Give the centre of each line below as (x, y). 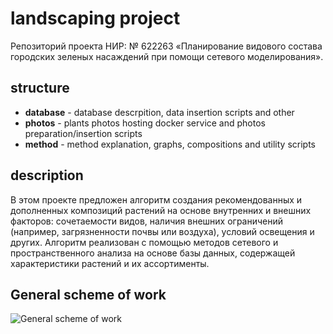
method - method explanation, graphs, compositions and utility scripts (170, 144)
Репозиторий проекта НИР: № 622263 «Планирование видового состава (166, 46)
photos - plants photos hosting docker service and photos (145, 123)
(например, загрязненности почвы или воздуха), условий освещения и (162, 231)
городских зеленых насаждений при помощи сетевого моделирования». (167, 56)
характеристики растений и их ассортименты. (110, 263)
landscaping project (95, 18)
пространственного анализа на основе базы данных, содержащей (153, 253)
